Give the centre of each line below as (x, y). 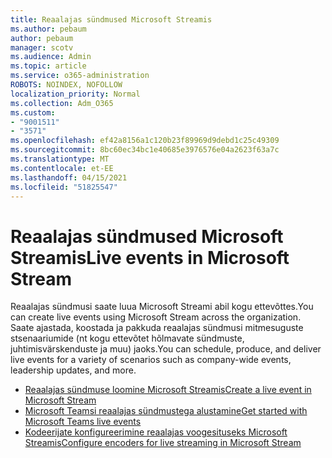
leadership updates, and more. (73, 370)
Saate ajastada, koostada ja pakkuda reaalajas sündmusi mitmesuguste (157, 328)
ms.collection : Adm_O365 (62, 103)
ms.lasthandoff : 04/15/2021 (69, 177)
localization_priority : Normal (75, 94)
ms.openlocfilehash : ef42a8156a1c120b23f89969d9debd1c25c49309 (145, 141)
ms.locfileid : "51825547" (64, 187)
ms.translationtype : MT (60, 159)
